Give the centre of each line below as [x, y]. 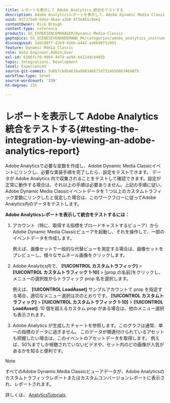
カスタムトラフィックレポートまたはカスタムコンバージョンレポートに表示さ [85, 378]
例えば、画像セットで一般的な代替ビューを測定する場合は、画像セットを [88, 248]
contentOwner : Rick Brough [34, 24]
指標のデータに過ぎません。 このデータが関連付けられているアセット [93, 332]
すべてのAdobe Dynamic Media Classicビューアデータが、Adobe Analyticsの [85, 371]
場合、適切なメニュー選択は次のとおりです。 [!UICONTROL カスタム [88, 296]
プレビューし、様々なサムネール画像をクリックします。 [70, 255]
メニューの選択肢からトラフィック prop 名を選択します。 [72, 278]
